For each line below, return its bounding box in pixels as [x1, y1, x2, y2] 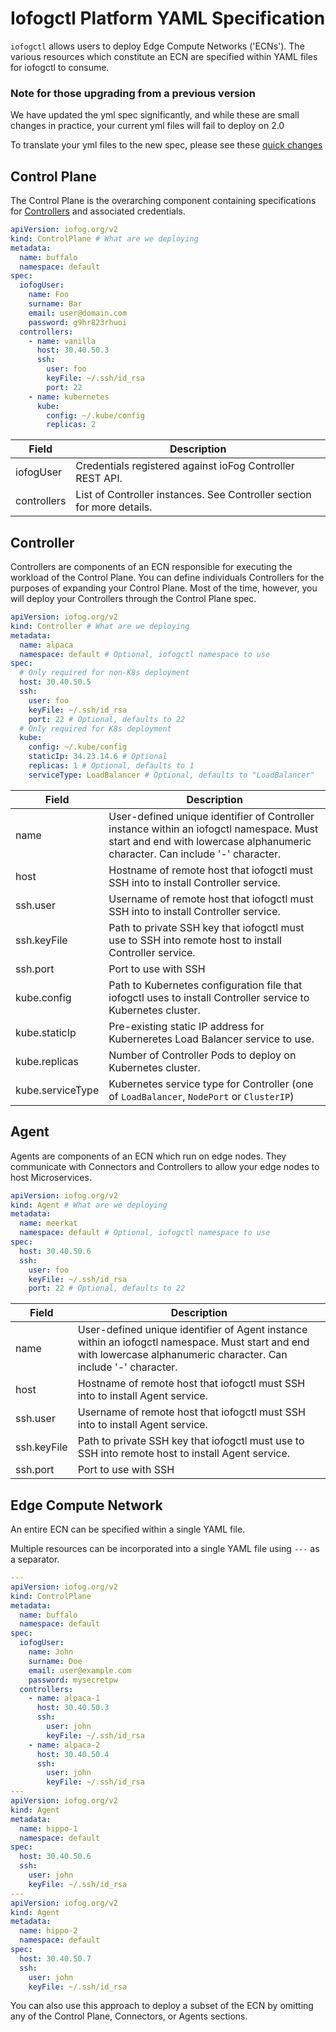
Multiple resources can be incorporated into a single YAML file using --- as [10, 1543, 320, 1555]
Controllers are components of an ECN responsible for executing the [10, 561, 293, 573]
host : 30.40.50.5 [19, 677, 92, 687]
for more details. [75, 500, 153, 514]
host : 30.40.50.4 [36, 1749, 110, 1759]
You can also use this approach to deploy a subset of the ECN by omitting [10, 2000, 314, 2012]
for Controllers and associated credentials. [10, 205, 186, 217]
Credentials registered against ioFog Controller [75, 459, 295, 473]
